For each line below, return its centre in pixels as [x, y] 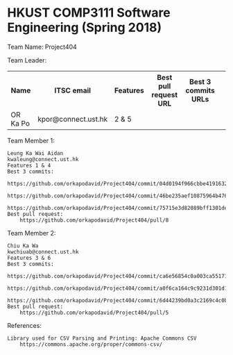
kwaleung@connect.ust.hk [43, 159]
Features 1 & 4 [29, 165]
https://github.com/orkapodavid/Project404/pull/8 [94, 220]
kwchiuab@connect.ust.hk [43, 251]
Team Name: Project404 [42, 47]
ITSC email [73, 90]
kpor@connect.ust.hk [73, 119]
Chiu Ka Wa [23, 246]
